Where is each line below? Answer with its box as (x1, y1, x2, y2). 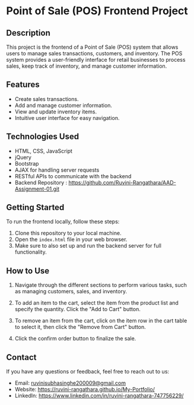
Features (6, 80, 40, 90)
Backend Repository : (14, 179, 68, 186)
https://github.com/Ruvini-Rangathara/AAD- (68, 179, 176, 186)
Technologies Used (6, 132, 79, 142)
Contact (6, 352, 37, 362)
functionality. (14, 248, 47, 256)
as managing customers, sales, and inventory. (14, 288, 128, 295)
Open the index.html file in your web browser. (14, 236, 128, 243)
